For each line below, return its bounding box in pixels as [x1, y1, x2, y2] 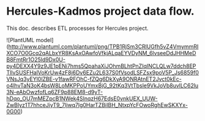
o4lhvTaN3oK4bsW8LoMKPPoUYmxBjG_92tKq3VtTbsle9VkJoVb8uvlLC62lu [6, 81, 199, 89]
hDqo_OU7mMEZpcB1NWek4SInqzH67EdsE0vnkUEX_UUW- [6, 95, 158, 102]
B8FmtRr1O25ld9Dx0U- [6, 56, 66, 63]
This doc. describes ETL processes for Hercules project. [6, 24, 149, 32]
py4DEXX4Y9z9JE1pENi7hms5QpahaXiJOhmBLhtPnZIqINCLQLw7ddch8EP [6, 62, 196, 70]
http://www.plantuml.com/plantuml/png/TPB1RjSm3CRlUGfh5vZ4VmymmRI [8, 43, 199, 50]
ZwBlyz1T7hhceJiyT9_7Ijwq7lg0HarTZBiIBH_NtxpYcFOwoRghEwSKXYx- [6, 101, 188, 108]
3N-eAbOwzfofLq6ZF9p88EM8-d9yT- [6, 88, 103, 95]
